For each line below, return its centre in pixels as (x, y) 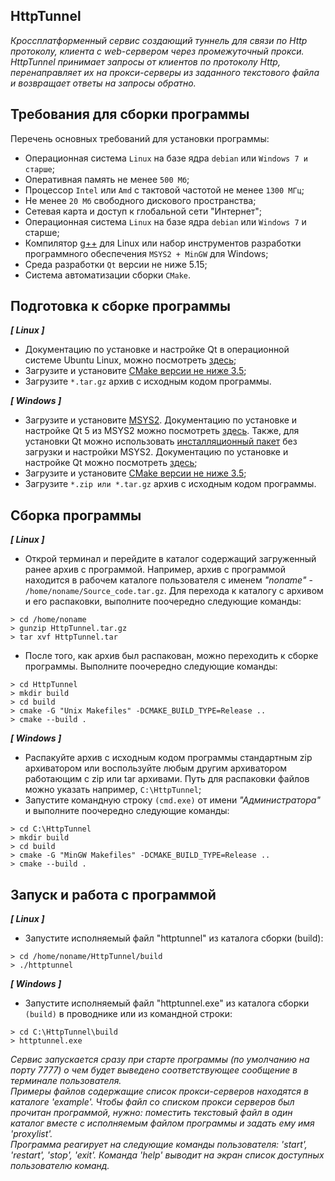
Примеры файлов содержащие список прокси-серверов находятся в (159, 1091)
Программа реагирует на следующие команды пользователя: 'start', (159, 1145)
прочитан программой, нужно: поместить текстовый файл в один (151, 1113)
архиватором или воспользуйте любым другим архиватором (156, 768)
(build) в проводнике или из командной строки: (128, 1014)
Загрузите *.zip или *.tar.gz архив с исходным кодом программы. (170, 484)
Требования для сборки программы (130, 114)
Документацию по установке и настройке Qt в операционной (157, 350)
